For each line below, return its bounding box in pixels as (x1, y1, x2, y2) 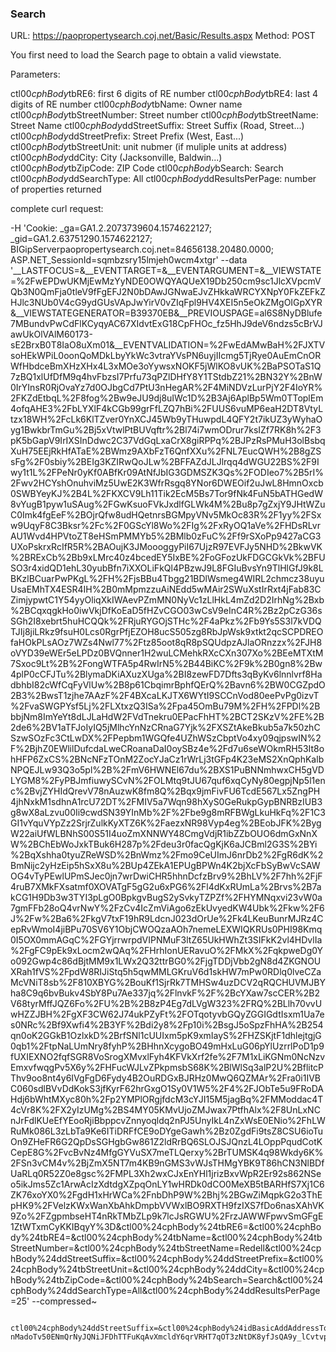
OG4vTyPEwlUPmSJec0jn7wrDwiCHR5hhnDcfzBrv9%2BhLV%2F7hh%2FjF (10, 870, 323, 882)
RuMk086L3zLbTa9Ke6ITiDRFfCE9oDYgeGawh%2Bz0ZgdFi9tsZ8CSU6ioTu (10, 1125, 324, 1137)
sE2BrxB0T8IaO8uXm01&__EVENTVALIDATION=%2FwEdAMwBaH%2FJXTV (10, 339, 326, 351)
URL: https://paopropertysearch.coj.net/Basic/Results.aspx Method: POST (10, 30, 316, 42)
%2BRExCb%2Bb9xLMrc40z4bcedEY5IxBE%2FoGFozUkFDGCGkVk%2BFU (10, 552, 326, 564)
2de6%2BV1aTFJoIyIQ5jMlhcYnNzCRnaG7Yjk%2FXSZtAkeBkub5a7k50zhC (10, 722, 321, 734)
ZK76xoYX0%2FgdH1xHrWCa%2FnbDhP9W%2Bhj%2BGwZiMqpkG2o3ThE (10, 1189, 323, 1201)
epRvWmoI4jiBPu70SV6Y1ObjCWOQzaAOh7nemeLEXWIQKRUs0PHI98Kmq (10, 923, 323, 936)
